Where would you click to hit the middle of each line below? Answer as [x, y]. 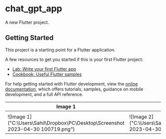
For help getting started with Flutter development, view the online [72, 84]
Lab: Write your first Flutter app [44, 69]
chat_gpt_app [34, 9]
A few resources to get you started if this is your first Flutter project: [74, 59]
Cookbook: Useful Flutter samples [47, 74]
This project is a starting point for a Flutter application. [60, 49]
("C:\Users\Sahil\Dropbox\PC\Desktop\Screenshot [66, 123]
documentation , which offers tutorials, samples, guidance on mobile [74, 89]
